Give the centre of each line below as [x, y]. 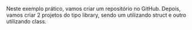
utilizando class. [26, 21]
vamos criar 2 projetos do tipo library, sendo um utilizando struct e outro [96, 15]
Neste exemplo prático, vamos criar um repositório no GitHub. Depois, [94, 9]
